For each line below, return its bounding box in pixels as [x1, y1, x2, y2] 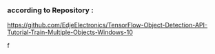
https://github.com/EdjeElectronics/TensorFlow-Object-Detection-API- [7, 21, 208, 29]
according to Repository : [7, 5, 94, 15]
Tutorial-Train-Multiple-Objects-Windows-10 [7, 28, 133, 36]
